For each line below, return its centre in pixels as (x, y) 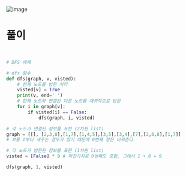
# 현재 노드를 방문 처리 (42, 84)
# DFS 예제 (19, 62)
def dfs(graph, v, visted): (41, 79)
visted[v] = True (39, 90)
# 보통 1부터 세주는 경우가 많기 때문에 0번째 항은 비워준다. (71, 140)
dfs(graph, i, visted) (67, 118)
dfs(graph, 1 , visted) (34, 167)
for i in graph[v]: (41, 107)
